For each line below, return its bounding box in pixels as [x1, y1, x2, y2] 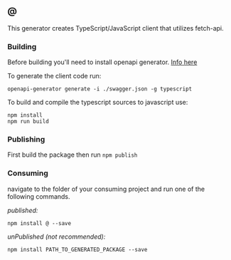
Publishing [7, 135, 45, 145]
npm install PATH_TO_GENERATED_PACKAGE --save [7, 246, 148, 253]
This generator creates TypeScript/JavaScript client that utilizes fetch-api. [7, 24, 224, 32]
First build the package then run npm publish [7, 150, 138, 159]
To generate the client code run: [7, 72, 102, 80]
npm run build [7, 118, 50, 125]
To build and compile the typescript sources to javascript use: [7, 98, 188, 107]
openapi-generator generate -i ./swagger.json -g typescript [7, 85, 193, 93]
